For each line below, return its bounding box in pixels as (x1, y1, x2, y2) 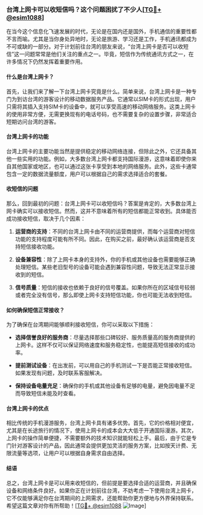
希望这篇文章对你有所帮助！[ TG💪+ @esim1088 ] (6, 502, 147, 509)
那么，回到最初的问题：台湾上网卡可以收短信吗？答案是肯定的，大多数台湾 (6, 200, 192, 207)
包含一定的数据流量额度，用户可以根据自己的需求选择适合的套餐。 (6, 170, 170, 177)
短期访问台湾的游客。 (6, 118, 59, 125)
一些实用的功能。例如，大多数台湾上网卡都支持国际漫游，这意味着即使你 (11, 155, 192, 162)
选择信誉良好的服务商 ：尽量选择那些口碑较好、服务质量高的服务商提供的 (14, 334, 195, 341)
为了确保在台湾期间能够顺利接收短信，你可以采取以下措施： (6, 321, 155, 328)
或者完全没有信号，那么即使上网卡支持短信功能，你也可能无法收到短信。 (14, 291, 195, 298)
